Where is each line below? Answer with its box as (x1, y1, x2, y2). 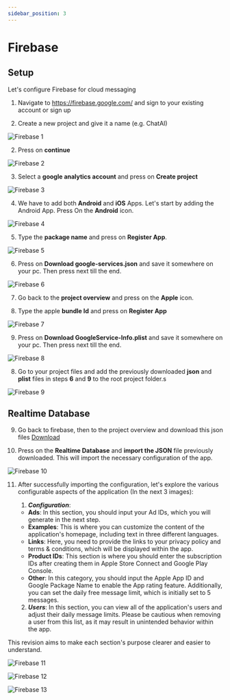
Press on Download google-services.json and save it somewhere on (17, 259, 214, 268)
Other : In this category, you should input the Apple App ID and (27, 574, 205, 583)
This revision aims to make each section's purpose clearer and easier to (8, 638, 211, 646)
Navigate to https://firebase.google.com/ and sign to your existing (17, 98, 204, 106)
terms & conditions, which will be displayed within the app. (27, 545, 194, 553)
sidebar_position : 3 (8, 10, 67, 17)
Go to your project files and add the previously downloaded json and (17, 367, 212, 375)
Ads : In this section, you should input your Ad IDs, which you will (27, 508, 211, 517)
